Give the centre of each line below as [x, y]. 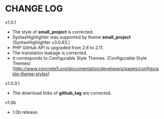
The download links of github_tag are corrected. [62, 93]
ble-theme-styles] [31, 74]
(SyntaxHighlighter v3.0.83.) [41, 42]
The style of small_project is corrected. [53, 32]
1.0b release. [25, 112]
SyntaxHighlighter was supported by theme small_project [72, 37]
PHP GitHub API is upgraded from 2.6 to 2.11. [58, 47]
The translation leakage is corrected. [50, 53]
